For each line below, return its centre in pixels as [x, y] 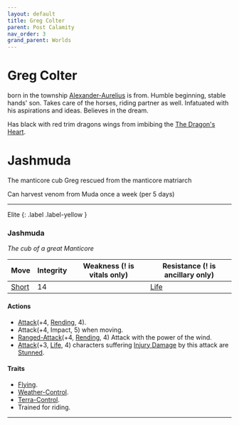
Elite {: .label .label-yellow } [47, 215]
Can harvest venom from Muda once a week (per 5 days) [91, 194]
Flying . [27, 384]
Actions [19, 306]
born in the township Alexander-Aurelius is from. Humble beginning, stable [117, 95]
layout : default [31, 14]
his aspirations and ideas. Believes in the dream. [78, 110]
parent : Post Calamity [41, 27]
